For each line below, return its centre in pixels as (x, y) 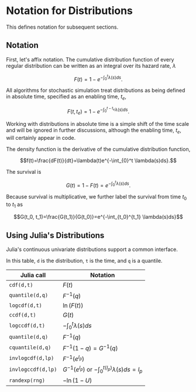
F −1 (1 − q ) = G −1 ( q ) (90, 348)
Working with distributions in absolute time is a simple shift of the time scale (98, 124)
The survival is (24, 172)
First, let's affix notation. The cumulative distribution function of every (90, 59)
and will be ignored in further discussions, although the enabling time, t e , (94, 131)
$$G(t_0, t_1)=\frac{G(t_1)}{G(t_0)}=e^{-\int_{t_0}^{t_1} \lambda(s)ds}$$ (98, 217)
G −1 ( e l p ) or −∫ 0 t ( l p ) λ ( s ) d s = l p (102, 370)
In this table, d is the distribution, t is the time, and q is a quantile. (84, 261)
